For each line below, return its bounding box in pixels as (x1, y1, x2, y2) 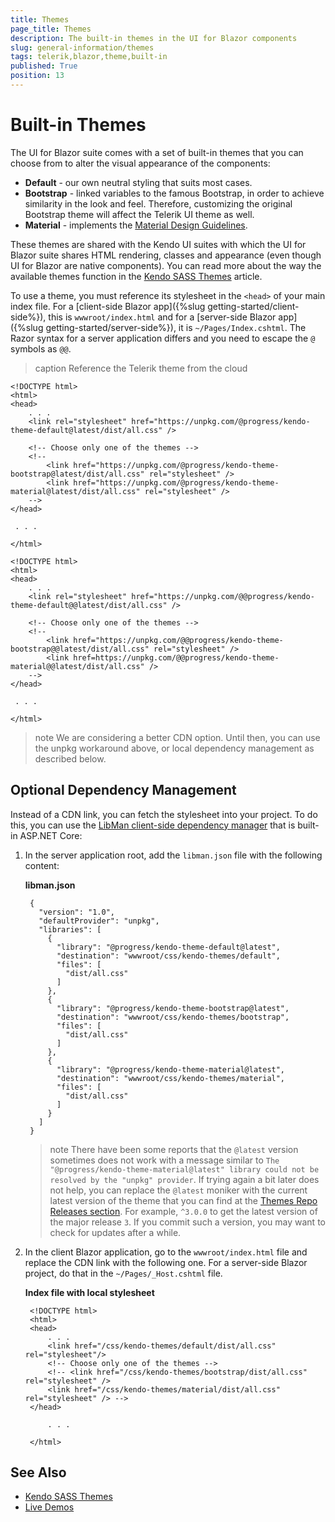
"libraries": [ (38, 924, 102, 935)
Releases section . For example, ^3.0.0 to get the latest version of (49, 1205, 318, 1217)
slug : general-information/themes (10, 42, 155, 53)
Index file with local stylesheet (24, 1286, 155, 1298)
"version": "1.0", (38, 907, 115, 917)
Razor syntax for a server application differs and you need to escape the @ (10, 332, 316, 344)
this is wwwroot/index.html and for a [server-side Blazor (48, 311, 277, 323)
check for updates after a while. (49, 1226, 182, 1238)
